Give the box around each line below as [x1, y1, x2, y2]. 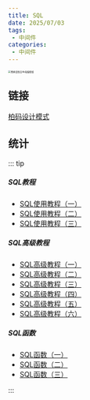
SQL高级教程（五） [19, 299, 82, 308]
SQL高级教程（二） [19, 269, 82, 279]
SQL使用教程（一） [19, 199, 82, 208]
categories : [8, 41, 47, 49]
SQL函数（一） [19, 350, 68, 359]
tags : [8, 26, 26, 34]
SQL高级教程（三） [19, 279, 82, 289]
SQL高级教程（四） [19, 289, 82, 298]
